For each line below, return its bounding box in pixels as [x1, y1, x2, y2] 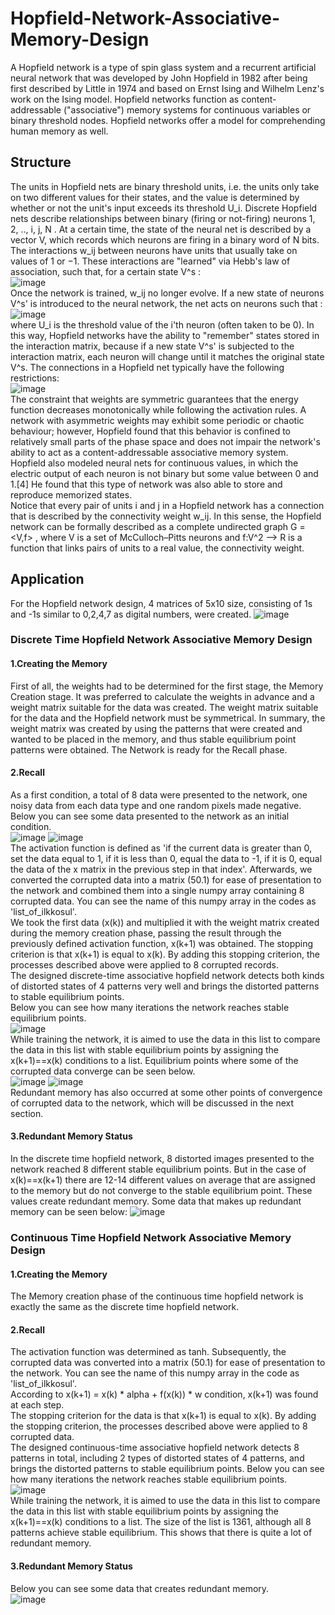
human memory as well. [10, 125, 109, 137]
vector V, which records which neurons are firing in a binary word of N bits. [10, 233, 320, 246]
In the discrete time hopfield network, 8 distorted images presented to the [10, 1153, 315, 1165]
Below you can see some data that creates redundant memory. [10, 1582, 270, 1594]
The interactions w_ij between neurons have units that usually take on [10, 244, 298, 256]
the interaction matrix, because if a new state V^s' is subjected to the [10, 340, 295, 352]
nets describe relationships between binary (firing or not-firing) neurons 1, [10, 212, 316, 224]
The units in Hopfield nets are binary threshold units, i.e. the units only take [10, 180, 320, 192]
